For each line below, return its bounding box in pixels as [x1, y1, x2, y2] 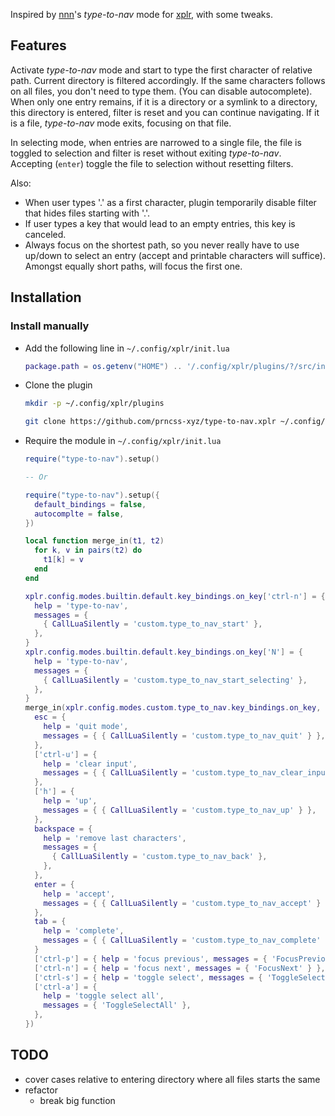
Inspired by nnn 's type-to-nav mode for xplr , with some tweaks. [10, 9, 273, 20]
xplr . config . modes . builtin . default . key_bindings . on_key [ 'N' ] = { [24, 647, 303, 657]
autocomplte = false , [34, 509, 125, 519]
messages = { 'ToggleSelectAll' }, [43, 1000, 192, 1011]
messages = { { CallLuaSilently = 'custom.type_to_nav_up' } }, [43, 805, 317, 815]
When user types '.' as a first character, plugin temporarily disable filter [24, 196, 317, 208]
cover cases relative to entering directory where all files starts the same [24, 1073, 321, 1085]
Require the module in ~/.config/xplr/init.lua [24, 435, 222, 447]
